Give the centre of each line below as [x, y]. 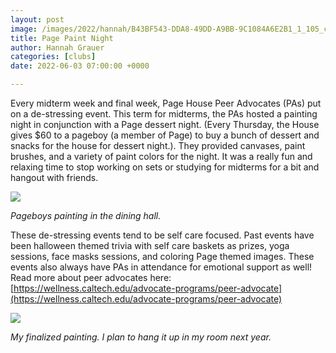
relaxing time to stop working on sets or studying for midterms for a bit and [165, 167]
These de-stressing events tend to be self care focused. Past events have [162, 235]
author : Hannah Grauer [57, 47]
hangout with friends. [54, 177]
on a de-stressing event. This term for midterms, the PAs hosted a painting [164, 114]
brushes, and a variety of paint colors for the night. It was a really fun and [161, 156]
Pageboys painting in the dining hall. [86, 215]
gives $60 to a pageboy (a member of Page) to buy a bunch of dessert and [165, 135]
